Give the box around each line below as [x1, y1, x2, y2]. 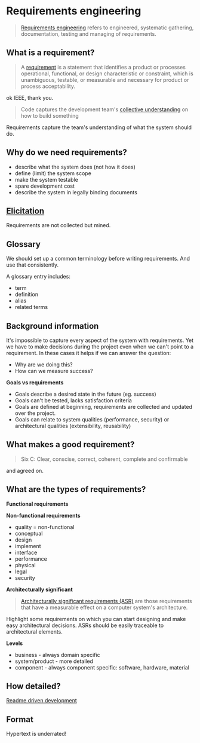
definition [14, 291, 39, 298]
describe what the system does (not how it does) [14, 163, 136, 170]
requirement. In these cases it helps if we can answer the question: [6, 350, 171, 356]
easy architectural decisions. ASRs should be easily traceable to [6, 622, 164, 629]
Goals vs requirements [6, 379, 64, 386]
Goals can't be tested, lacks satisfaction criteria [14, 397, 133, 404]
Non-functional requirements [6, 512, 81, 519]
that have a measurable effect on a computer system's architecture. [20, 604, 188, 611]
